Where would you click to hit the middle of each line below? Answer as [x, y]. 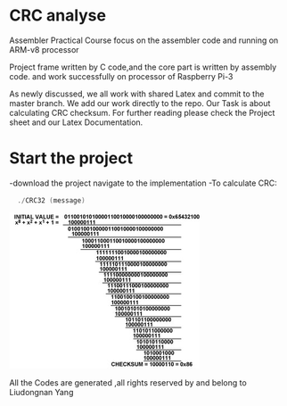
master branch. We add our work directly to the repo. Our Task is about [140, 103]
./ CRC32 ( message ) [52, 200]
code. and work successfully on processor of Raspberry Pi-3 [121, 76]
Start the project [71, 158]
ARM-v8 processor [44, 49]
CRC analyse [58, 16]
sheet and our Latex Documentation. [76, 122]
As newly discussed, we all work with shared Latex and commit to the [137, 94]
